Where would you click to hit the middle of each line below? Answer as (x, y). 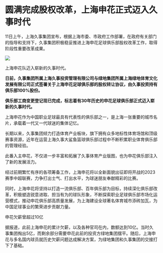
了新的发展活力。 (22, 162)
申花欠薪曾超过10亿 (24, 217)
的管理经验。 (18, 145)
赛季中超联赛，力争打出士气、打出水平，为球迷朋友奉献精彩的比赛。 (73, 178)
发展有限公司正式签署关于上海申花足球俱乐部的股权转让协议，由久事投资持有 (81, 84)
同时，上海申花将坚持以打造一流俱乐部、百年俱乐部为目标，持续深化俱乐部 (79, 188)
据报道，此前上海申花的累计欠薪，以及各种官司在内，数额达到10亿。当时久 (79, 227)
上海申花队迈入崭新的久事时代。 (37, 68)
